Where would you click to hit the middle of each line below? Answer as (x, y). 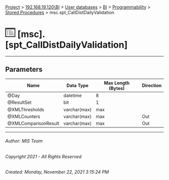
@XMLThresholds (26, 109)
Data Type (78, 86)
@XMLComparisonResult (33, 123)
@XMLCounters (24, 116)
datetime (73, 96)
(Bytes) (117, 88)
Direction (152, 86)
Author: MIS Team (24, 141)
